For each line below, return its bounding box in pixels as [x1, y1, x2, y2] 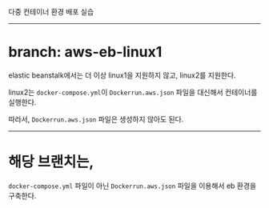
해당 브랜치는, [8, 153, 94, 171]
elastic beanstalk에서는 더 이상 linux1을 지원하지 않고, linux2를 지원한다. [8, 70, 236, 80]
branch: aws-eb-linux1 [8, 43, 163, 62]
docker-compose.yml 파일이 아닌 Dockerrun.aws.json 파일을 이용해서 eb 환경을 [8, 181, 257, 190]
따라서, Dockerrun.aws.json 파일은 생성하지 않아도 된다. [8, 114, 184, 124]
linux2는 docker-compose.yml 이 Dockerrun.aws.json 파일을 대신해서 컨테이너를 [8, 87, 258, 97]
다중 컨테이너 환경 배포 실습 [8, 7, 94, 16]
